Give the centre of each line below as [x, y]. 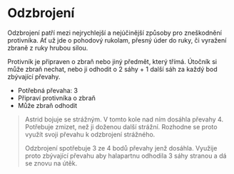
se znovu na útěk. [51, 163]
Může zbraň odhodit [47, 105]
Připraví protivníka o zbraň [57, 98]
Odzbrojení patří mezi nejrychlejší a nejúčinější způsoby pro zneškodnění [115, 33]
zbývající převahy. [34, 77]
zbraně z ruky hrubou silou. [48, 48]
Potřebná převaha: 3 [48, 90]
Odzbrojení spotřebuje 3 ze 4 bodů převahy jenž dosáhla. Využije [121, 148]
